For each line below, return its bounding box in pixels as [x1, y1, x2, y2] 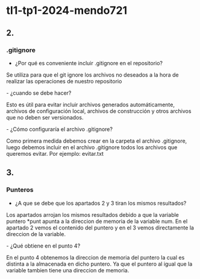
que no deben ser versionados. [6, 114, 84, 121]
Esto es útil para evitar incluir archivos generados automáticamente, [6, 101, 175, 108]
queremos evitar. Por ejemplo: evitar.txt [6, 150, 104, 157]
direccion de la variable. [6, 230, 66, 237]
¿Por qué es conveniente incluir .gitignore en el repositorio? [14, 59, 163, 66]
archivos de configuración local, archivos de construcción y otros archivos [6, 107, 192, 115]
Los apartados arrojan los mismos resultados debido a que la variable [6, 211, 180, 218]
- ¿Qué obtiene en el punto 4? [6, 242, 81, 249]
